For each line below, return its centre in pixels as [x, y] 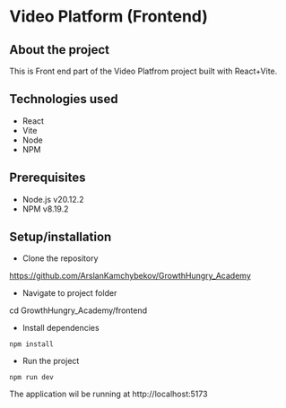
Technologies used [64, 99]
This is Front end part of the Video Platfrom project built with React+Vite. [143, 71]
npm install [31, 344]
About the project [60, 50]
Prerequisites [48, 178]
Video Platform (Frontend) [109, 17]
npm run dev [31, 378]
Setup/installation [61, 237]
